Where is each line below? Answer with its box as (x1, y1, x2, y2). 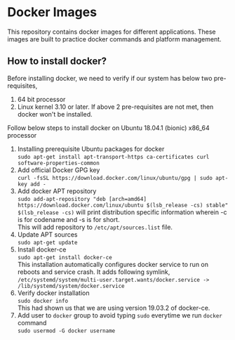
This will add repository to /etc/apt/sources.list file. (17, 223, 173, 231)
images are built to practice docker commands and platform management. (7, 34, 222, 43)
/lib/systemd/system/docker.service (17, 282, 125, 289)
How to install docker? (7, 55, 107, 67)
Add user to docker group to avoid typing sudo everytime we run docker (17, 310, 222, 320)
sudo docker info (17, 297, 69, 304)
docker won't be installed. (17, 110, 93, 118)
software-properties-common (17, 159, 100, 166)
